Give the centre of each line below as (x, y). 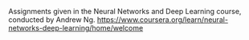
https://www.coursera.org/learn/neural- (163, 20)
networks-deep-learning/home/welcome (76, 28)
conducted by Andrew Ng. (52, 20)
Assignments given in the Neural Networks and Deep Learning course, (125, 11)
